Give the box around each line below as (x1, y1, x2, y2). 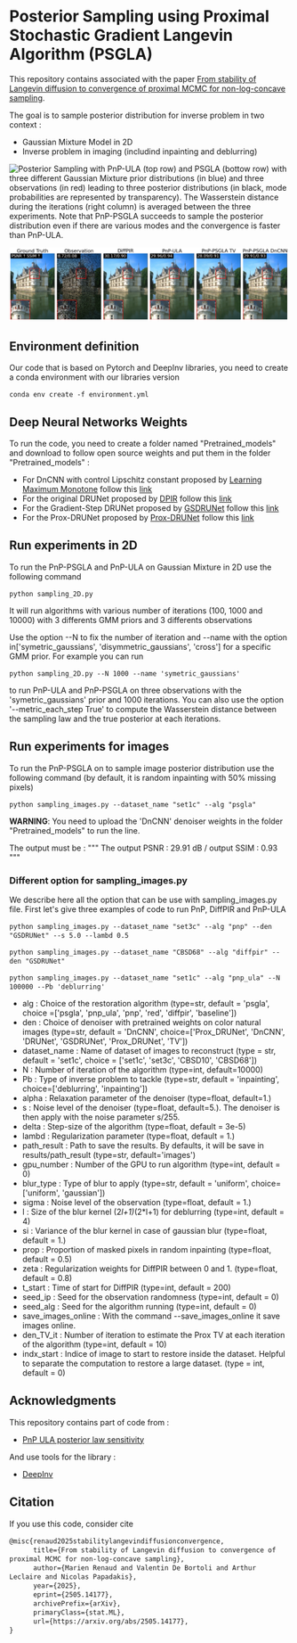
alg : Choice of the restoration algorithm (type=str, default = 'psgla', (21, 998, 270, 1008)
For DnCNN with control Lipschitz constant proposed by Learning (21, 474, 262, 485)
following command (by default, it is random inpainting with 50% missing (9, 772, 277, 783)
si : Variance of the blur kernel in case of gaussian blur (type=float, (21, 1225, 268, 1236)
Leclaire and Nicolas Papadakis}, (9, 1572, 138, 1581)
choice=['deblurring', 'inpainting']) (21, 1083, 148, 1094)
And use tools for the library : (9, 1451, 116, 1462)
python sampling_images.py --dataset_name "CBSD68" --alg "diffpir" (9, 948, 269, 957)
